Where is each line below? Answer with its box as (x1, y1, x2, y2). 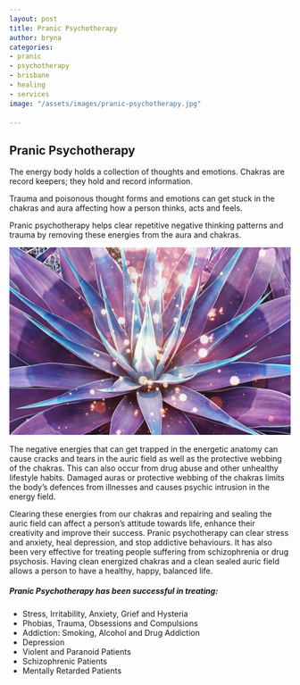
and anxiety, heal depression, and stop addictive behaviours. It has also (9, 537, 272, 547)
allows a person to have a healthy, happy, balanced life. (9, 565, 213, 576)
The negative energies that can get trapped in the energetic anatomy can (9, 443, 279, 455)
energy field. (9, 491, 56, 502)
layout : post (9, 14, 58, 23)
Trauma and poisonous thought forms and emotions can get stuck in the (9, 193, 275, 205)
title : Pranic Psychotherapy (9, 23, 118, 33)
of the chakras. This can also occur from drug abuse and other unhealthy (9, 463, 279, 473)
